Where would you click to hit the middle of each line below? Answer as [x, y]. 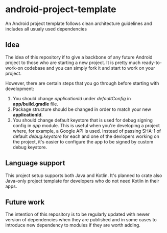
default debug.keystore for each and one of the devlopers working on [86, 136]
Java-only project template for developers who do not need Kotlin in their [82, 181]
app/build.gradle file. [35, 104]
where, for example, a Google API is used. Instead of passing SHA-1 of [87, 131]
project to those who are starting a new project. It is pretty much [73, 63]
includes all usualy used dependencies [46, 28]
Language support [35, 163]
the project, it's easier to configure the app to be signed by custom [83, 141]
